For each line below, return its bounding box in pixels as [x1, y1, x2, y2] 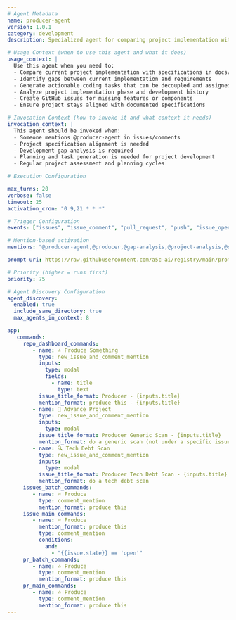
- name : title [51, 379, 93, 386]
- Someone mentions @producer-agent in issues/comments [13, 134, 181, 141]
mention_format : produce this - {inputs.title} [38, 399, 181, 406]
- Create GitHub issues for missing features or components [13, 95, 193, 102]
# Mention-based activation [7, 237, 90, 244]
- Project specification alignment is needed [13, 140, 150, 148]
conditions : [38, 536, 74, 543]
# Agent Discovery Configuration [7, 288, 105, 296]
